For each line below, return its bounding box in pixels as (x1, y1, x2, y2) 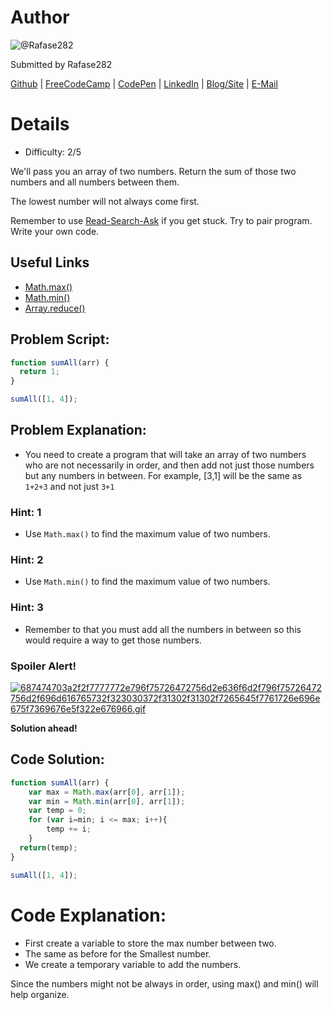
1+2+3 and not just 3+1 (24, 480, 115, 492)
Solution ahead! (10, 722, 78, 734)
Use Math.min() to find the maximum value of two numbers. (24, 576, 271, 588)
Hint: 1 (10, 505, 42, 519)
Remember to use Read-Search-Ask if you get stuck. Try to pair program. (10, 214, 313, 226)
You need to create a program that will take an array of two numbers (24, 448, 307, 460)
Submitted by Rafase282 (10, 58, 113, 70)
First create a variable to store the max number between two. (24, 937, 277, 949)
